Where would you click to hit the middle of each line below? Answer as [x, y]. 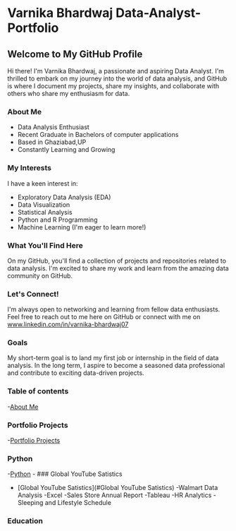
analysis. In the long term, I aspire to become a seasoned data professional [116, 366]
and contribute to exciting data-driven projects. [76, 373]
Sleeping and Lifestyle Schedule [64, 503]
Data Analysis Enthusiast [53, 127]
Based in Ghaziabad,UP [52, 142]
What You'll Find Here [45, 245]
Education [25, 521]
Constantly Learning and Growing [66, 150]
